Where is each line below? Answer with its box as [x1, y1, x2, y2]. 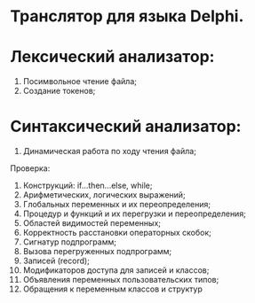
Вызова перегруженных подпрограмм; [22, 246, 172, 257]
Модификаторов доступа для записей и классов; [22, 265, 210, 276]
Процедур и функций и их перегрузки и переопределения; [22, 208, 247, 219]
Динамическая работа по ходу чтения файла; [22, 146, 196, 157]
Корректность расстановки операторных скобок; [22, 228, 212, 238]
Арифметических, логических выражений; [22, 190, 186, 200]
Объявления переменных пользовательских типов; [22, 275, 219, 285]
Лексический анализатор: [10, 47, 215, 67]
